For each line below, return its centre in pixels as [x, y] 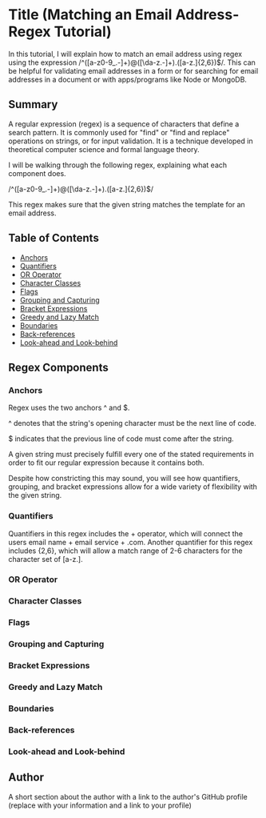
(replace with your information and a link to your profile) [100, 805]
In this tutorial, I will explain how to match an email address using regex [125, 54]
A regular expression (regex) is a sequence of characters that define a [124, 124]
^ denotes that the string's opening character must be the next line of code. [133, 423]
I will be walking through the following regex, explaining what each [118, 165]
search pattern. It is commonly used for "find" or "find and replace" [119, 132]
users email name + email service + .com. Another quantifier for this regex [131, 542]
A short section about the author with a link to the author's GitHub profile [128, 796]
